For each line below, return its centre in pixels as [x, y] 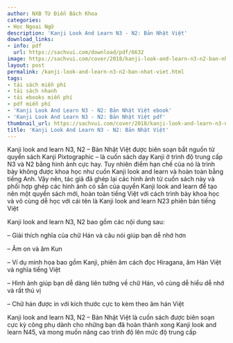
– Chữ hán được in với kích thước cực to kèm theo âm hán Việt [96, 304]
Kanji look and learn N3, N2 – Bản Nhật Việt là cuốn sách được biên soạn [111, 317]
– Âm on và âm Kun [35, 249]
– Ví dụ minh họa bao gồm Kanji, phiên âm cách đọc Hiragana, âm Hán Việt [114, 262]
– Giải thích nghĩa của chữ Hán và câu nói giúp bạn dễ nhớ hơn [96, 235]
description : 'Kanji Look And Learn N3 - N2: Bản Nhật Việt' [97, 33]
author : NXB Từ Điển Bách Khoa [52, 14]
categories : [24, 20]
